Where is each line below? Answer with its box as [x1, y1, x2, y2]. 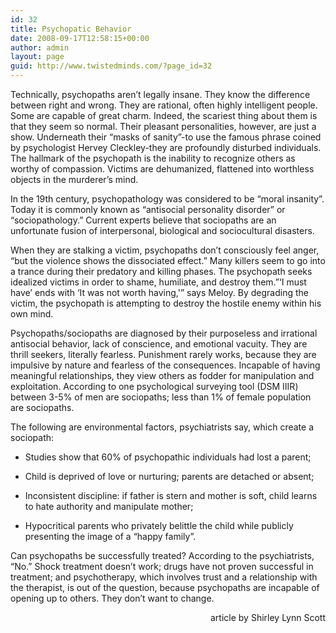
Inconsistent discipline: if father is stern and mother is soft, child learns [24, 490, 318, 501]
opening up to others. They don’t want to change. [10, 592, 215, 604]
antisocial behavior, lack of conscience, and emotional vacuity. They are [10, 338, 308, 350]
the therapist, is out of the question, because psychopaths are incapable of [10, 582, 320, 593]
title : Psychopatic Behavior [10, 24, 132, 34]
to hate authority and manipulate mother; [24, 501, 194, 512]
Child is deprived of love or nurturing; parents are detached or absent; [24, 471, 315, 482]
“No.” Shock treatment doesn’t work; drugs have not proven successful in [10, 561, 314, 572]
